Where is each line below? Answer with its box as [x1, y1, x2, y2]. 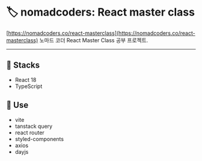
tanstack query [14, 122, 53, 130]
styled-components [14, 135, 64, 142]
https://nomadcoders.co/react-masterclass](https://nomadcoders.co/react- [8, 29, 195, 37]
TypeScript [14, 83, 43, 90]
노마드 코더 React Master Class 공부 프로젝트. [39, 36, 148, 43]
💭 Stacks [6, 60, 40, 71]
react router [14, 128, 45, 136]
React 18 [14, 76, 37, 83]
